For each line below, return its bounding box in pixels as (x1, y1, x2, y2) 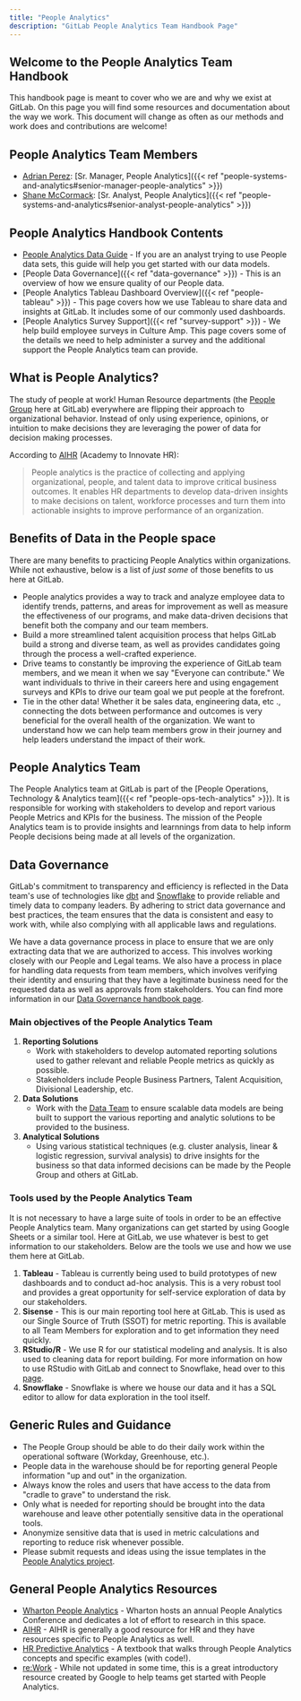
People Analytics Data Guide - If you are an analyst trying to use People (21, 248, 288, 260)
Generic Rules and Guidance (9, 1418, 172, 1433)
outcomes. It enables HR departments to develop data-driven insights (30, 486, 288, 496)
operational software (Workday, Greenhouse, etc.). (21, 1451, 210, 1462)
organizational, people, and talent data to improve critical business (30, 476, 278, 487)
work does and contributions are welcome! (9, 121, 168, 132)
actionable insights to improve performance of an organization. (30, 505, 264, 515)
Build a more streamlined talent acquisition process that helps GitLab (21, 629, 277, 640)
